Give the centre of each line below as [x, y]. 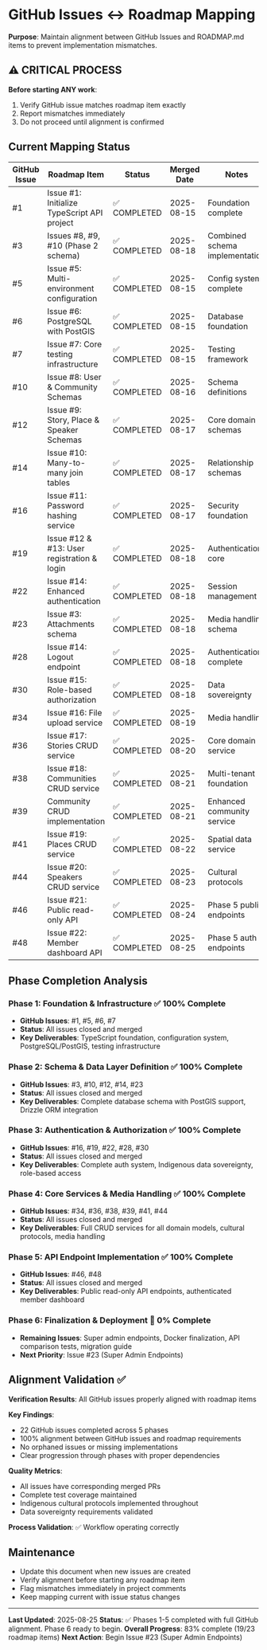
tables [58, 482]
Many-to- [66, 462]
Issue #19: [67, 834]
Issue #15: [67, 680]
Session [222, 586]
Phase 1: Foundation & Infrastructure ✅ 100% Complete [117, 1003]
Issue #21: [67, 899]
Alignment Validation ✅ [67, 1380]
